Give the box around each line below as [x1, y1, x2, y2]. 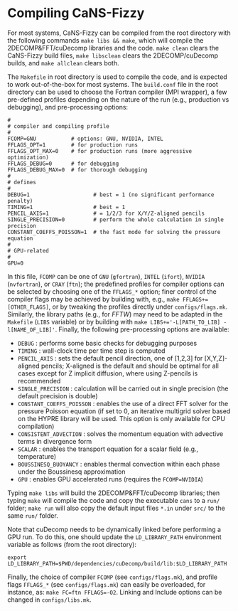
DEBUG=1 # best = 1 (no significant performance [7, 191, 215, 198]
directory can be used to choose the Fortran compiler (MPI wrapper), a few [7, 87, 227, 96]
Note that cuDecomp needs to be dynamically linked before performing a [7, 525, 222, 533]
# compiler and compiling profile [7, 122, 110, 129]
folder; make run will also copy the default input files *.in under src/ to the [7, 504, 225, 512]
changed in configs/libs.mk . [7, 595, 92, 604]
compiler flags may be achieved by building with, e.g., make [7, 294, 180, 303]
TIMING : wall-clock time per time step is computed [17, 346, 166, 355]
